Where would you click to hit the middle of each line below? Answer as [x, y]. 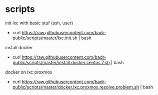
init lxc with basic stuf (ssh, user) [39, 23]
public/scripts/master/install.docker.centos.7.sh [61, 62]
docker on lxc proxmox [29, 72]
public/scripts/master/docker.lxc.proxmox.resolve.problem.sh [75, 87]
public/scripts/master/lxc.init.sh [45, 38]
